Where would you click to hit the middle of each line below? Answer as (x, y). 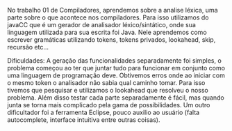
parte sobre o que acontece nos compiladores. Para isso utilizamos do (108, 17)
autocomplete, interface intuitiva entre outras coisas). (84, 120)
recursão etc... (28, 47)
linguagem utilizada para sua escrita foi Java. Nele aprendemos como (107, 32)
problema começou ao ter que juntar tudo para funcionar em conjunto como (116, 68)
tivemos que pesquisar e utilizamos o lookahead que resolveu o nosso (108, 90)
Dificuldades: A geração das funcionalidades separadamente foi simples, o (115, 61)
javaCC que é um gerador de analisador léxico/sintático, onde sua (102, 25)
